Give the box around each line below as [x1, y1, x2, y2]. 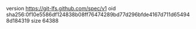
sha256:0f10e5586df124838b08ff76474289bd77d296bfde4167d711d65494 [6, 11, 190, 18]
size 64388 [31, 17, 59, 24]
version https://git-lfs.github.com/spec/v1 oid [6, 5, 116, 12]
